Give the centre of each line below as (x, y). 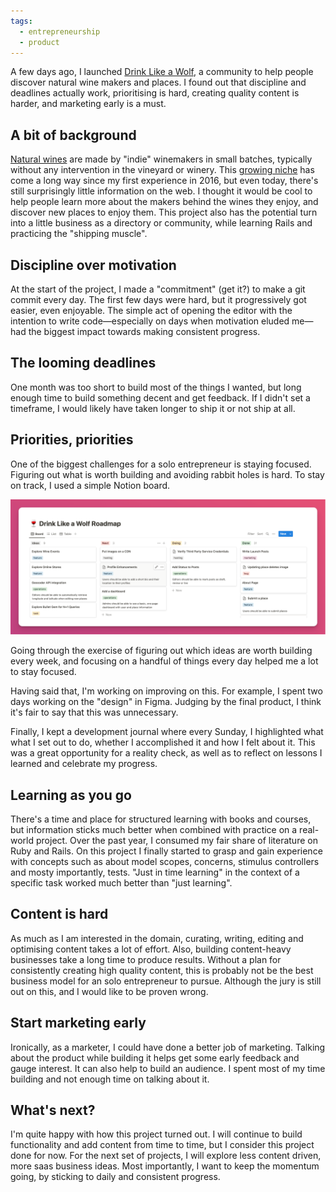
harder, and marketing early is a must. (88, 104)
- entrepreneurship (60, 31)
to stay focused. (43, 672)
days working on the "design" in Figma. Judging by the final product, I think (166, 702)
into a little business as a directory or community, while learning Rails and (161, 223)
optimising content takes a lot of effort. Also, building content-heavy (151, 949)
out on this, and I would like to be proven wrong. (109, 991)
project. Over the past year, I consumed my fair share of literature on (176, 840)
